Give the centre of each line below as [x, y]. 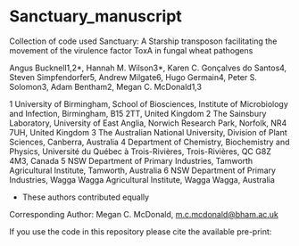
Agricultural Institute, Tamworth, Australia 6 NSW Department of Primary [143, 170]
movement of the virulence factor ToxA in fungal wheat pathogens [131, 50]
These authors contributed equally [86, 197]
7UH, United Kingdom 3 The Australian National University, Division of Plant [148, 132]
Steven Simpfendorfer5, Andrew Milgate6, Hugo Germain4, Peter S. [133, 77]
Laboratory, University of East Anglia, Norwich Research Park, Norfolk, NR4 [148, 123]
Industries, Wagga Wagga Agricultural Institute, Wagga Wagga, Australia [142, 179]
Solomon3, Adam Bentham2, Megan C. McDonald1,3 [106, 86]
